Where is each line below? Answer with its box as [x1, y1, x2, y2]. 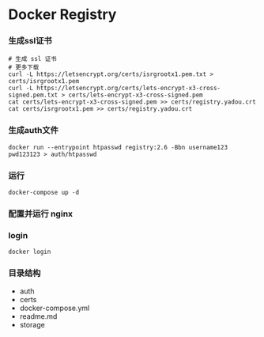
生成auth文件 [8, 125, 59, 136]
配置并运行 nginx [8, 208, 74, 219]
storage [19, 320, 45, 329]
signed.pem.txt [8, 91, 58, 100]
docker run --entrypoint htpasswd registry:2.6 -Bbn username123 [8, 143, 228, 151]
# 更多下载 [8, 63, 40, 72]
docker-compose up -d [8, 188, 80, 197]
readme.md [19, 311, 58, 321]
